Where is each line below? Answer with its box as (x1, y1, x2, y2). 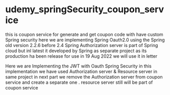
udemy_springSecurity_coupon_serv (5, 4, 164, 15)
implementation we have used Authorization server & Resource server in (5, 68, 157, 75)
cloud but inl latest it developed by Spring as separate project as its (5, 47, 147, 54)
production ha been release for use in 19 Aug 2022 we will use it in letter (5, 53, 157, 59)
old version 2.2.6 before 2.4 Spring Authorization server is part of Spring (5, 42, 158, 48)
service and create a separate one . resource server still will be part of (5, 79, 153, 85)
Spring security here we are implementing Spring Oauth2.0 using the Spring (5, 37, 165, 43)
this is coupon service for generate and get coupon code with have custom (5, 31, 163, 37)
